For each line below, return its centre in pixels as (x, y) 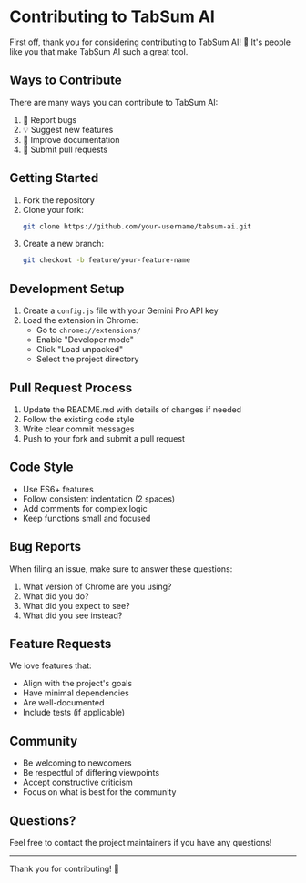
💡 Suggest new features (68, 129)
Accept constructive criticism (78, 782)
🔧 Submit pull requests (65, 149)
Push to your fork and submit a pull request (103, 438)
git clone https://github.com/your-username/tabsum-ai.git (137, 226)
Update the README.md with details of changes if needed (132, 409)
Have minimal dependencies (76, 693)
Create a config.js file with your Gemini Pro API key (120, 310)
